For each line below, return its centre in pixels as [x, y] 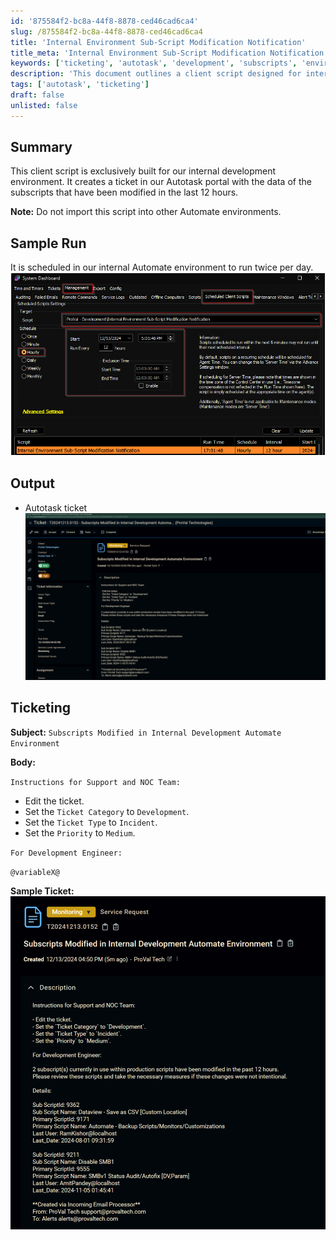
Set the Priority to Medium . [80, 832]
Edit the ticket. [54, 801]
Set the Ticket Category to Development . [107, 811]
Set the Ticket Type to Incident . [91, 822]
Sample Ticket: [42, 891]
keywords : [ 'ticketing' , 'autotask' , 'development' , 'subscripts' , [154, 63]
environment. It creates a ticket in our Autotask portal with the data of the [161, 182]
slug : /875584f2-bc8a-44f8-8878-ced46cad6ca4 [106, 31]
